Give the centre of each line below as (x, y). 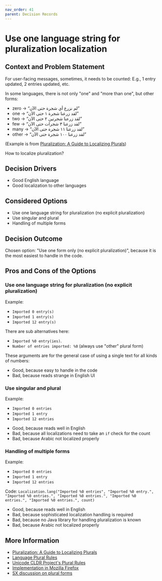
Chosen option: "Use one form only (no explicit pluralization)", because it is (81, 250)
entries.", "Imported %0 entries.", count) (50, 501)
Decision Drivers (31, 168)
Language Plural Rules (35, 557)
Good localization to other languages (49, 186)
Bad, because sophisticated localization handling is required (72, 515)
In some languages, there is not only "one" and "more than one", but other (80, 93)
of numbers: (17, 360)
